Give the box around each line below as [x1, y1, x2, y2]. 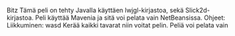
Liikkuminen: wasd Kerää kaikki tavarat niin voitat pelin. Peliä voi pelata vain [6, 21, 229, 29]
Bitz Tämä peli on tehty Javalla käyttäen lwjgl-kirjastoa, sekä [6, 6, 184, 14]
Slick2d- [185, 6, 211, 14]
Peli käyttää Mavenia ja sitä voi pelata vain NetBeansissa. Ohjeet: [35, 13, 226, 22]
